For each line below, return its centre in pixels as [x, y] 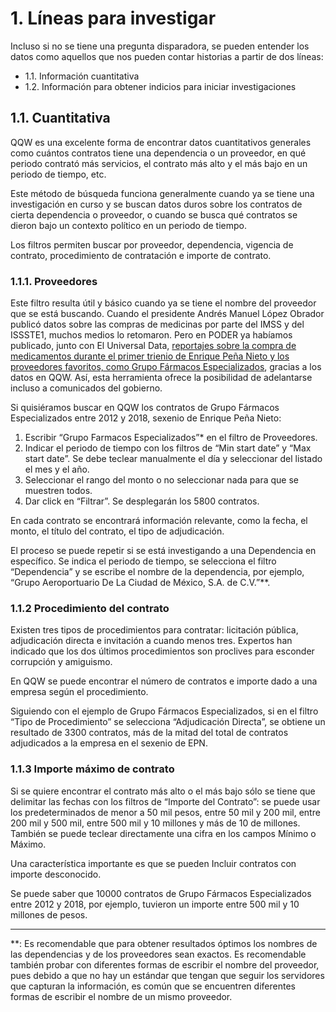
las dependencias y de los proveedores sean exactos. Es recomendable [158, 954]
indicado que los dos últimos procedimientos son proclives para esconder [162, 651]
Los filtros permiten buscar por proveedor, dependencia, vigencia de [152, 244]
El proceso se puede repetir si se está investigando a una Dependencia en [163, 551]
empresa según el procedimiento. [79, 692]
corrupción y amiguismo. [61, 662]
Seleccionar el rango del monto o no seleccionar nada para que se [162, 480]
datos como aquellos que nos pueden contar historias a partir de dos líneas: [167, 56]
